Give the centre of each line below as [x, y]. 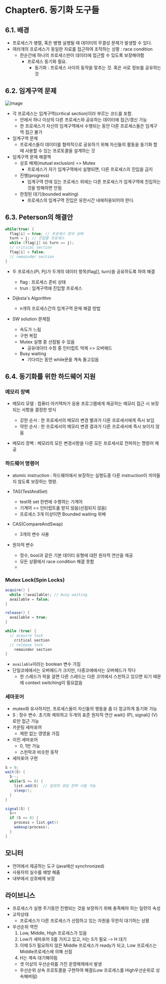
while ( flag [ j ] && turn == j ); [42, 243]
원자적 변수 [23, 545]
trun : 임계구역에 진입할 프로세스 [51, 288]
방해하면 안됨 [49, 188]
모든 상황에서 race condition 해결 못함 [57, 561]
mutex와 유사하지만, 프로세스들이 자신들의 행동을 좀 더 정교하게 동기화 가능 [85, 708]
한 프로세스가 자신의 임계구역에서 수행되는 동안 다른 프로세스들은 [82, 126]
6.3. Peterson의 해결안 [39, 217]
